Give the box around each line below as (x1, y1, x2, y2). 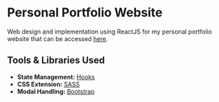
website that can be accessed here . (7, 34, 108, 42)
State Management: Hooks (16, 73, 95, 81)
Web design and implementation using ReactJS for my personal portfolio (7, 27, 213, 36)
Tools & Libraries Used (7, 55, 105, 66)
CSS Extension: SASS (16, 80, 80, 88)
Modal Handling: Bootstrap (16, 87, 95, 95)
